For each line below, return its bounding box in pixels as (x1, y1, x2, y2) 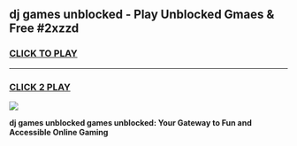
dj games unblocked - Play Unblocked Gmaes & (9, 7, 275, 22)
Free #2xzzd (9, 21, 80, 36)
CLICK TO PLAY (9, 48, 78, 60)
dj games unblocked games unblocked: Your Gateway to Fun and (9, 117, 252, 127)
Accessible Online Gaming (9, 127, 109, 137)
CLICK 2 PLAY (9, 81, 71, 93)
